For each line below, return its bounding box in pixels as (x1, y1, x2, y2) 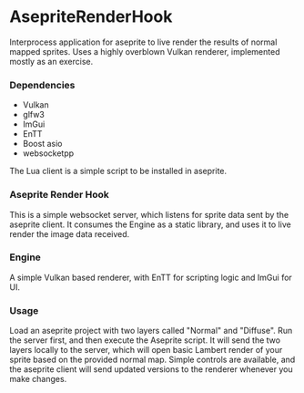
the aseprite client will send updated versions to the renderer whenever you (9, 364, 293, 375)
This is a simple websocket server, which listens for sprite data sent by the (9, 209, 289, 220)
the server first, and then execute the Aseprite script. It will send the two (9, 335, 280, 346)
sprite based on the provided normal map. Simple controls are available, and (9, 354, 296, 366)
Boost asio (22, 139, 63, 150)
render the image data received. (9, 228, 130, 239)
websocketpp (22, 148, 75, 159)
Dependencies (9, 78, 76, 91)
